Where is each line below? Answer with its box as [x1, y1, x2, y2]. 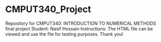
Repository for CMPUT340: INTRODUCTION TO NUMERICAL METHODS [5, 20, 156, 26]
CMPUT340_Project [5, 4, 91, 15]
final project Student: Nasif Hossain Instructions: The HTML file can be [5, 25, 153, 31]
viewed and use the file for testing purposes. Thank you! [5, 31, 123, 37]
